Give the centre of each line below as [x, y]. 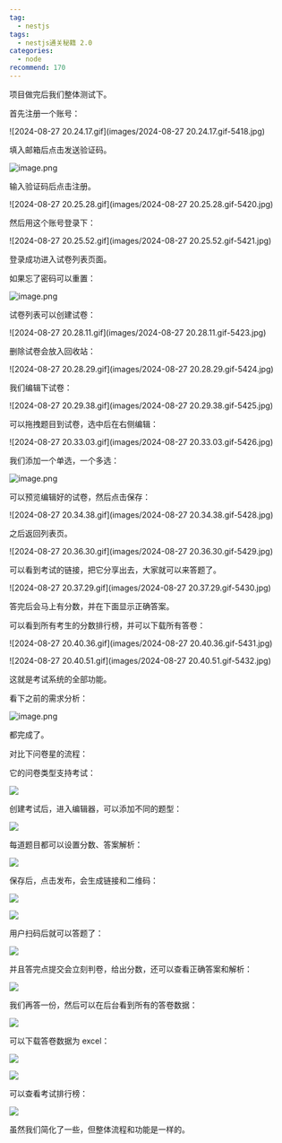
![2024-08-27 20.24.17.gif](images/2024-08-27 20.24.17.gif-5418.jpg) [137, 131]
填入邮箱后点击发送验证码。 [60, 150]
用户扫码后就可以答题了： [56, 933]
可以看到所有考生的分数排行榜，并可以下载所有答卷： [107, 625]
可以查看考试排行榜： [48, 1093]
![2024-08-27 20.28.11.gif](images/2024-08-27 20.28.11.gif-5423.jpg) [138, 332]
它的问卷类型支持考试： [52, 772]
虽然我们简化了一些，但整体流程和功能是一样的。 [99, 1129]
